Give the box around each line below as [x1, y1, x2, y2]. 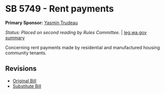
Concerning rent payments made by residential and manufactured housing [5, 44, 160, 50]
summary [5, 35, 25, 41]
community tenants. [5, 50, 47, 56]
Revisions [5, 64, 37, 73]
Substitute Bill [12, 83, 41, 89]
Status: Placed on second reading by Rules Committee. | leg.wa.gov [5, 29, 147, 35]
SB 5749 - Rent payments [5, 3, 115, 15]
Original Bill [12, 77, 37, 83]
